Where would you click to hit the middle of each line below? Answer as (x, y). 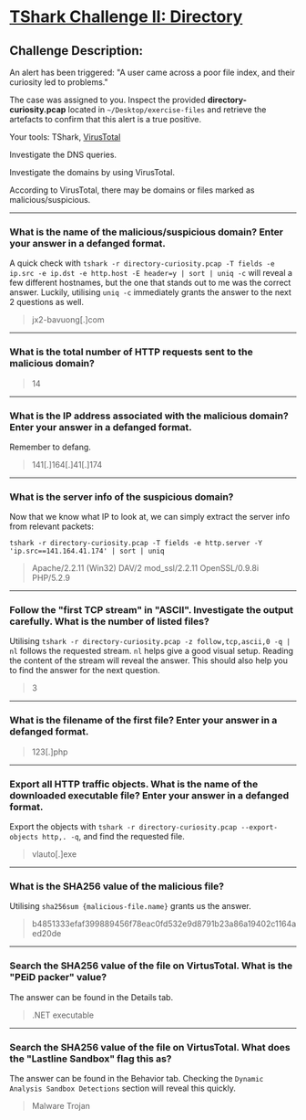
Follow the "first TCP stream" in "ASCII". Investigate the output (152, 610)
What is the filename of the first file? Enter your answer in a (143, 721)
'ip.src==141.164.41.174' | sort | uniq (87, 551)
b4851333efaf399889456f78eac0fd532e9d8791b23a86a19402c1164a (164, 924)
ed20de (46, 934)
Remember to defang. (50, 447)
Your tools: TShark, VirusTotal (65, 137)
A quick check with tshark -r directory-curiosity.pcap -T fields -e (142, 263)
